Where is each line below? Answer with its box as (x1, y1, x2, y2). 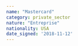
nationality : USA (6, 25, 49, 32)
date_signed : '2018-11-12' (6, 31, 73, 37)
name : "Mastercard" (6, 8, 55, 15)
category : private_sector (6, 14, 70, 20)
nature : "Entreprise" (6, 20, 60, 26)
